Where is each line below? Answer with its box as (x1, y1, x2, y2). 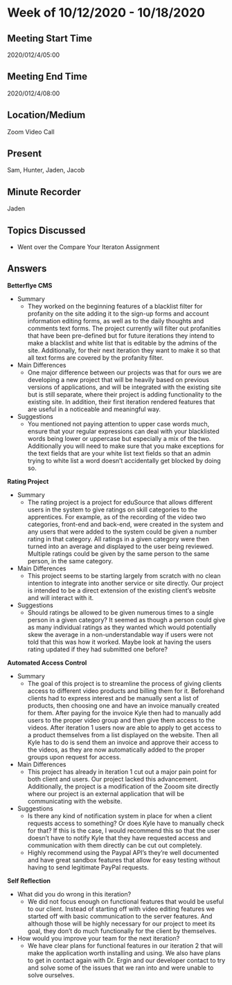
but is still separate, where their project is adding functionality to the (27, 390, 222, 399)
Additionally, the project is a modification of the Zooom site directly (27, 782, 220, 790)
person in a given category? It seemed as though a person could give (27, 615, 226, 624)
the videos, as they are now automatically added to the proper (27, 745, 205, 754)
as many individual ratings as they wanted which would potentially (27, 623, 217, 631)
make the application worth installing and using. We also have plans (27, 948, 221, 957)
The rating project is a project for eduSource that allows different (27, 498, 213, 506)
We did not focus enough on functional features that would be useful (27, 897, 224, 905)
